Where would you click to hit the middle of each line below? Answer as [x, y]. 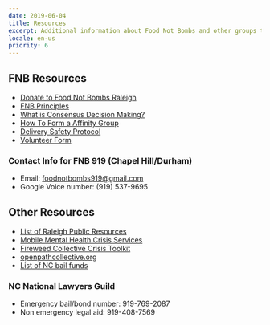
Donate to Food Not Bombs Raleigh [78, 97]
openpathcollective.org [58, 257]
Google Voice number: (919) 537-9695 [84, 187]
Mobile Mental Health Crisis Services [81, 240]
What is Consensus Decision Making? [82, 114]
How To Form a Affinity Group [69, 123]
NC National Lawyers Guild [62, 286]
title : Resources [37, 23]
